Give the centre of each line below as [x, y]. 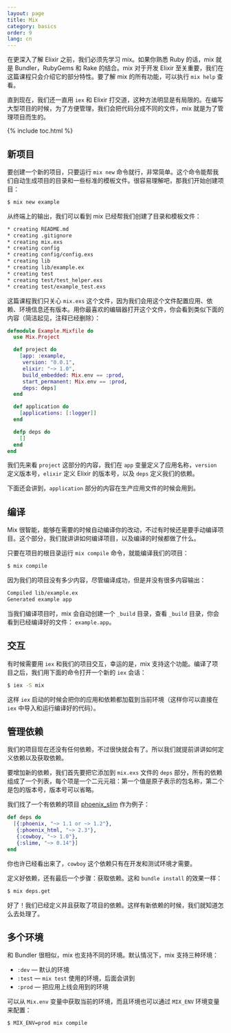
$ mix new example [33, 202]
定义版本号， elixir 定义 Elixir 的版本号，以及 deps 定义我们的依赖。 [103, 474]
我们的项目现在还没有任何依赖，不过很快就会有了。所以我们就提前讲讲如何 [112, 749]
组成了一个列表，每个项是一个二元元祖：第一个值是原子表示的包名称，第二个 [115, 781]
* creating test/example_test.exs [57, 287]
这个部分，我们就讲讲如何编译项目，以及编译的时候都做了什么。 [109, 538]
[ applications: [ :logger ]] [58, 413]
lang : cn [20, 39]
